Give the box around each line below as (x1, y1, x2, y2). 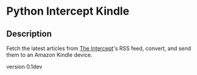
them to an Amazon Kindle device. (6, 51, 93, 59)
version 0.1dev (6, 63, 43, 70)
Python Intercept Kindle (6, 4, 130, 18)
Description (6, 29, 52, 39)
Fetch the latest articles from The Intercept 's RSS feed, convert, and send (6, 45, 192, 52)
